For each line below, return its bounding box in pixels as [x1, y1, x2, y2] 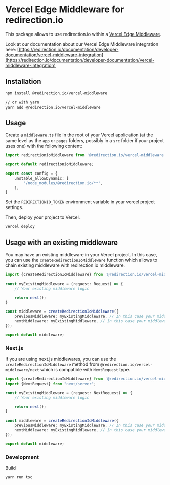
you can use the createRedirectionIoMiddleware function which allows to [5, 257, 158, 263]
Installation [5, 77, 41, 86]
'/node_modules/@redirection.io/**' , [23, 180, 103, 186]
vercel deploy [5, 224, 35, 229]
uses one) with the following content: [5, 143, 82, 149]
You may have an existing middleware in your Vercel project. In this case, [5, 252, 157, 257]
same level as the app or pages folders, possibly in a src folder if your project [5, 137, 164, 144]
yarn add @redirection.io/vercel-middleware [5, 105, 101, 110]
